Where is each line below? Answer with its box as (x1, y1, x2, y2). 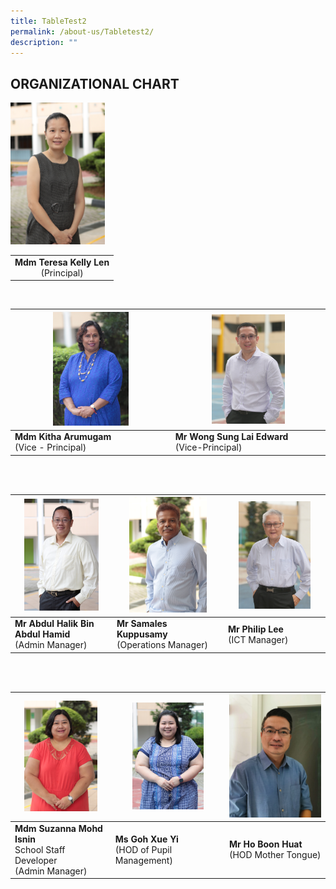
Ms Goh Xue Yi (114, 833, 179, 845)
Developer (14, 854, 58, 866)
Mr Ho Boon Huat (228, 838, 303, 850)
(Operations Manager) (116, 639, 208, 651)
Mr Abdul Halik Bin (14, 618, 95, 630)
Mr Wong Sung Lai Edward (174, 431, 289, 443)
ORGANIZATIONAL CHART (10, 75, 180, 92)
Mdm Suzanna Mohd (14, 822, 103, 834)
